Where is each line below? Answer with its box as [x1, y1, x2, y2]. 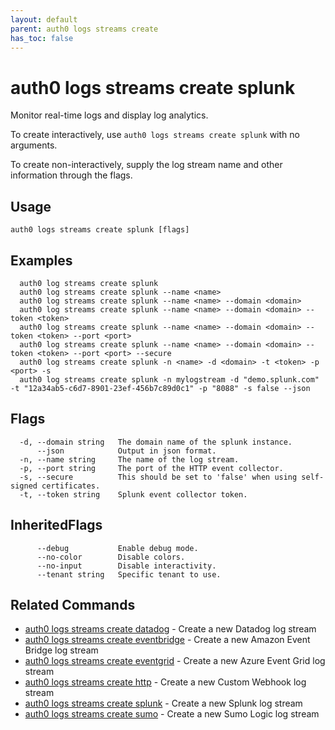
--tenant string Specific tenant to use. [36, 569, 222, 580]
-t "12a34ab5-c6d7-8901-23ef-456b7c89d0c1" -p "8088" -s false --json [10, 383, 311, 393]
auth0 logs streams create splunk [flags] [10, 225, 190, 235]
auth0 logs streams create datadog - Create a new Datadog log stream [24, 623, 317, 635]
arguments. [10, 139, 58, 151]
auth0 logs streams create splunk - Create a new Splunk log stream [24, 697, 303, 710]
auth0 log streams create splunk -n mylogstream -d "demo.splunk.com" [19, 374, 320, 385]
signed [10, 481, 38, 491]
